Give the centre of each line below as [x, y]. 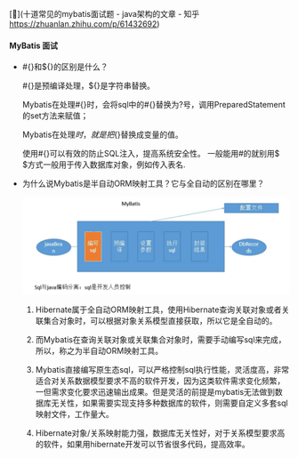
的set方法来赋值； [55, 116]
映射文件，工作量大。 [74, 414]
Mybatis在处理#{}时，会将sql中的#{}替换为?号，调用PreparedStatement [154, 105]
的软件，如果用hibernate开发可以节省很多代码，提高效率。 [143, 444]
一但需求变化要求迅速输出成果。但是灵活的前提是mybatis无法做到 [155, 391]
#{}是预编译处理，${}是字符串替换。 [89, 86]
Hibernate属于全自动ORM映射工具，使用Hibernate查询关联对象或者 [158, 309]
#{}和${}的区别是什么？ [65, 67]
